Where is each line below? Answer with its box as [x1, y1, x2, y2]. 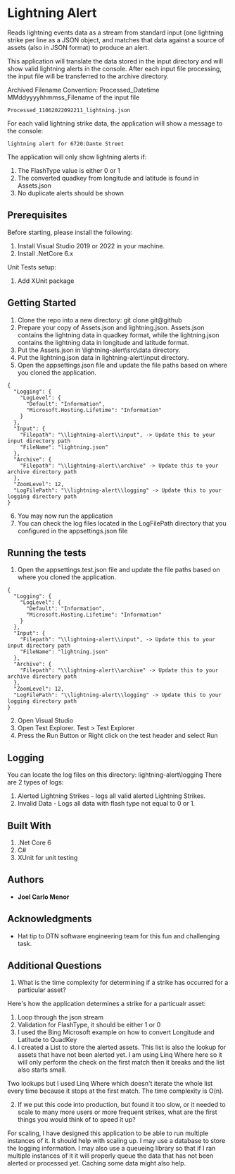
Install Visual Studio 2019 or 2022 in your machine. [17, 241, 165, 250]
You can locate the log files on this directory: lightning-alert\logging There [7, 770, 222, 779]
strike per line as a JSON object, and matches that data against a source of [7, 35, 225, 44]
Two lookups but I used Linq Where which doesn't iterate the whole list [7, 1079, 213, 1088]
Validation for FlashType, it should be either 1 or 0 [17, 1021, 161, 1029]
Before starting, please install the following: [7, 228, 133, 236]
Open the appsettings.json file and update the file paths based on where [17, 361, 227, 369]
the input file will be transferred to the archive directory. [7, 72, 169, 80]
